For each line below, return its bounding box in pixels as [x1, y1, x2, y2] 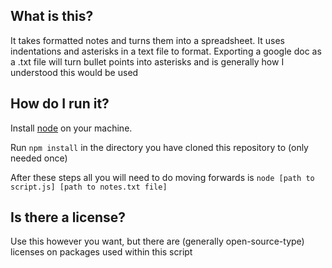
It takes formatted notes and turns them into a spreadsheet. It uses [10, 34, 285, 46]
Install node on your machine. [10, 122, 133, 134]
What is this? [10, 8, 94, 25]
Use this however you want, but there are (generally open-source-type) [10, 235, 305, 248]
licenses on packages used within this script [10, 246, 193, 258]
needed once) [10, 152, 68, 164]
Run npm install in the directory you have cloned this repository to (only [10, 141, 309, 153]
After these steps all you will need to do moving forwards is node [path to [10, 171, 315, 183]
